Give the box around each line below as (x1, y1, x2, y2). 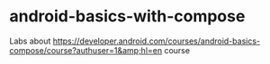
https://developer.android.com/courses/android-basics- (52, 36, 261, 46)
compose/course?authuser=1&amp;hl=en (9, 44, 163, 55)
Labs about (9, 36, 51, 46)
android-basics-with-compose (9, 6, 246, 27)
